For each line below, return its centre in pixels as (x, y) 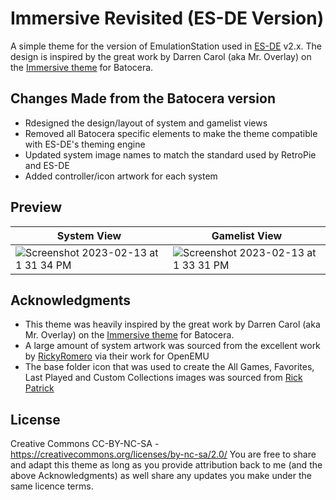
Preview (36, 207)
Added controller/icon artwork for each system (121, 176)
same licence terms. (52, 486)
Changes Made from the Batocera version (143, 98)
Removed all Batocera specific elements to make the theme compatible (171, 133)
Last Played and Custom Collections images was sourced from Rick (163, 378)
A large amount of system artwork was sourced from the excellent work (172, 346)
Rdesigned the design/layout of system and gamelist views (146, 123)
